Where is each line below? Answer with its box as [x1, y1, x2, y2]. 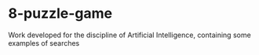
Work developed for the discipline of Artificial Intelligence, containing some [8, 30, 251, 40]
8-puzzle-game [8, 5, 113, 22]
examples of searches [8, 38, 80, 47]
